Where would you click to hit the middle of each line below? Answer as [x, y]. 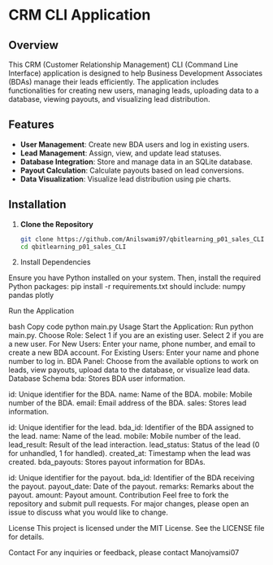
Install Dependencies [55, 262]
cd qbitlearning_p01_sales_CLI [73, 247]
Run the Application [41, 311]
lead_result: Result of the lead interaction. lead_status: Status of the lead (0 [134, 445]
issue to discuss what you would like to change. [88, 512]
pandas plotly [31, 296]
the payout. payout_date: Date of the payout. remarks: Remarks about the [131, 487]
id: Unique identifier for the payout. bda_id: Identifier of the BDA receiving [131, 478]
